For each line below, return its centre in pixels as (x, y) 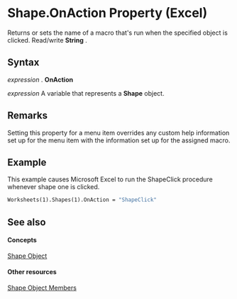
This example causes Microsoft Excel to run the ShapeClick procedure (110, 179)
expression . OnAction (40, 79)
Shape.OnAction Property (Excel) (108, 13)
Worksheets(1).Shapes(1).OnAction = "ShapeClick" (82, 200)
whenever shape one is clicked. (54, 187)
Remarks (28, 116)
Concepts (22, 240)
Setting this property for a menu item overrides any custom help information (118, 132)
